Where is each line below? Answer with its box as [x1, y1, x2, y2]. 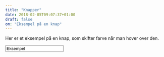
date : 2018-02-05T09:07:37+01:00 [5, 12, 76, 17]
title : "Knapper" [5, 7, 42, 13]
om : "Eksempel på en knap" [5, 21, 62, 27]
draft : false [5, 17, 33, 22]
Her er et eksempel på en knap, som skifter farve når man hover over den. [5, 35, 159, 41]
